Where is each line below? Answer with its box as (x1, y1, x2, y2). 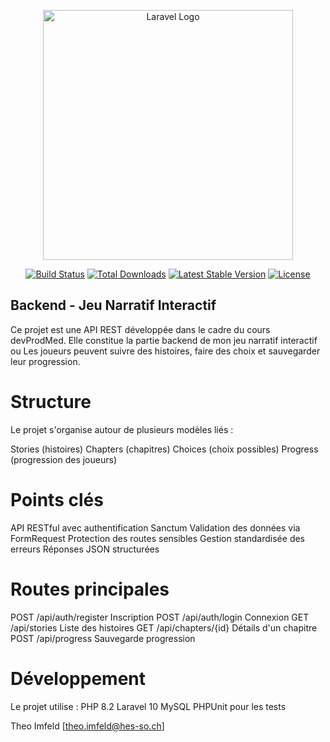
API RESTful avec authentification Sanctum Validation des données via (10, 521, 301, 534)
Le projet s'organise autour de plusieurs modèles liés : (10, 423, 234, 435)
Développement (10, 667, 147, 690)
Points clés (10, 488, 104, 511)
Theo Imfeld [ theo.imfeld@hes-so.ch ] (10, 720, 165, 732)
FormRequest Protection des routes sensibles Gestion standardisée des (10, 532, 306, 544)
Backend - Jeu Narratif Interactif (10, 297, 217, 314)
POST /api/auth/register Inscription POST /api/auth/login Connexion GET (10, 611, 310, 623)
